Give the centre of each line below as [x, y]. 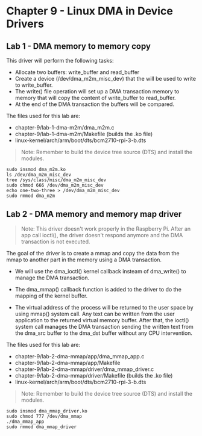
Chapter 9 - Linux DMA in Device [90, 11]
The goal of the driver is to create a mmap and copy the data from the [93, 253]
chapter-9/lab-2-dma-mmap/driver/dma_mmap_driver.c [84, 369]
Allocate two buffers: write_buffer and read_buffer [77, 72]
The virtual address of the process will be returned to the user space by [104, 307]
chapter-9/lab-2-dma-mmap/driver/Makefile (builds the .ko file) [94, 375]
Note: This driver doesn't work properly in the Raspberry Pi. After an [106, 229]
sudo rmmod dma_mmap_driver [42, 427]
